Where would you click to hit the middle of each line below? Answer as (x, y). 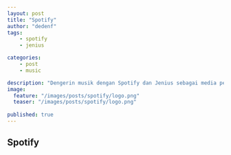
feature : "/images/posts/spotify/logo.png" (76, 96)
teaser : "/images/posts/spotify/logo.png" (75, 102)
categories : (24, 58)
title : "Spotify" (32, 20)
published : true (30, 115)
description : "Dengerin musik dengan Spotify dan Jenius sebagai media (112, 83)
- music (30, 70)
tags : (15, 33)
